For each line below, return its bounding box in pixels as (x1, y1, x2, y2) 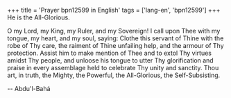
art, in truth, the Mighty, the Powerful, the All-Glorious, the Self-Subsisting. (7, 71, 221, 79)
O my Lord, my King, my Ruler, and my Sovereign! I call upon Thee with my (7, 27, 221, 35)
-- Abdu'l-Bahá (7, 85, 51, 92)
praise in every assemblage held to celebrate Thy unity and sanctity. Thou (7, 64, 219, 72)
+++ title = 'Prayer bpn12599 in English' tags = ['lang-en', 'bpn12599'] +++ (7, 6, 221, 14)
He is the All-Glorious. (7, 13, 71, 22)
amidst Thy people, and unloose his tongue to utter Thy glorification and (7, 56, 214, 65)
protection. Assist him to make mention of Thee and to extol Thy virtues (7, 49, 212, 57)
